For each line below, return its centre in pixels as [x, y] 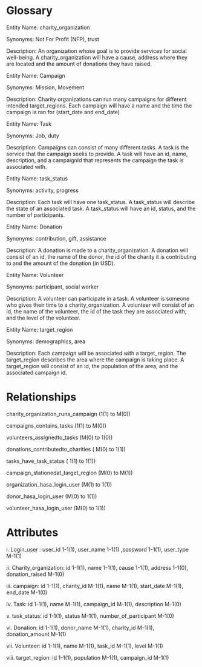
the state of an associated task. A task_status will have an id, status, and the [101, 208]
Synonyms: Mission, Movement [45, 87]
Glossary [30, 11]
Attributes [32, 533]
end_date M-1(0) [27, 592]
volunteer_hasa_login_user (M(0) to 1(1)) [56, 508]
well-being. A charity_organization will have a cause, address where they [97, 57]
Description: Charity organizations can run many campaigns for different [96, 99]
